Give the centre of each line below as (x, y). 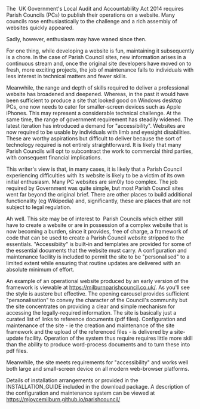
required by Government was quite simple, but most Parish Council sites (95, 188)
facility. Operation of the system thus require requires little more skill (109, 338)
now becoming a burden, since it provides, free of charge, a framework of (97, 231)
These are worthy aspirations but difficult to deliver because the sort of (94, 139)
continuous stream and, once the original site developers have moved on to (99, 63)
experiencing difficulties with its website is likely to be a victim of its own (96, 175)
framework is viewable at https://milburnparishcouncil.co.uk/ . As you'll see (98, 287)
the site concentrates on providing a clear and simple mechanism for (90, 306)
